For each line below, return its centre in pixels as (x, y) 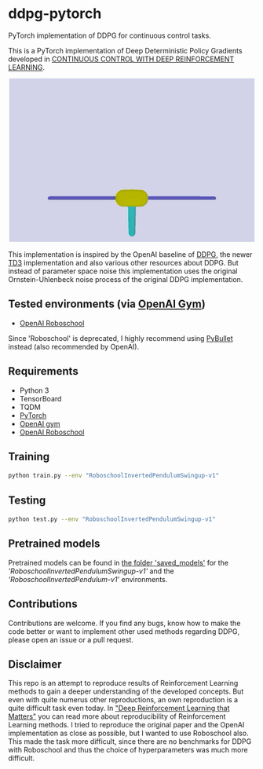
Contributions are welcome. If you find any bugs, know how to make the (124, 623)
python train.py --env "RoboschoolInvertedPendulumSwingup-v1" (114, 476)
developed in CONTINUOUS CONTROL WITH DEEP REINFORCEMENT (121, 59)
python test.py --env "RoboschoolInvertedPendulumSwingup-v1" (112, 519)
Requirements (43, 371)
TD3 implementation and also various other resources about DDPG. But (123, 262)
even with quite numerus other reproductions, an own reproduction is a (123, 700)
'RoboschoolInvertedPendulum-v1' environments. (88, 579)
